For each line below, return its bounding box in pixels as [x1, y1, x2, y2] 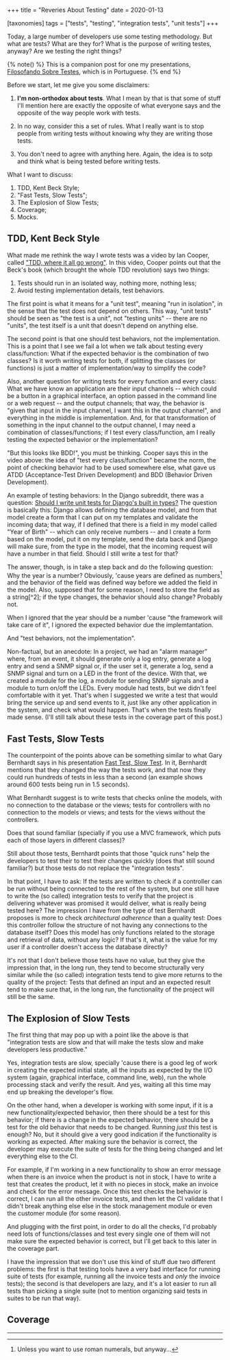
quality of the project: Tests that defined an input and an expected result [7, 978, 211, 987]
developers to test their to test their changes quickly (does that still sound [7, 857, 215, 865]
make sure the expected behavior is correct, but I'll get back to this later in [7, 1237, 217, 1245]
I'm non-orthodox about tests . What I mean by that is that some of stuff [16, 94, 221, 102]
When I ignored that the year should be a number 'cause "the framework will [7, 613, 223, 622]
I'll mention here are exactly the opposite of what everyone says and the [16, 102, 221, 109]
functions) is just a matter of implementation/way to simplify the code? [7, 364, 206, 372]
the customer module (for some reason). [7, 1209, 122, 1217]
